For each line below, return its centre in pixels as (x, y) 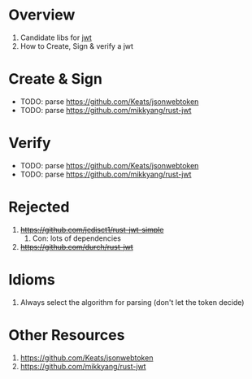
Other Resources (67, 335)
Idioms (32, 279)
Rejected (39, 207)
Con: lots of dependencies (77, 238)
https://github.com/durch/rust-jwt (77, 246)
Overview (42, 15)
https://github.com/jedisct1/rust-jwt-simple (92, 229)
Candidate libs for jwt (56, 37)
